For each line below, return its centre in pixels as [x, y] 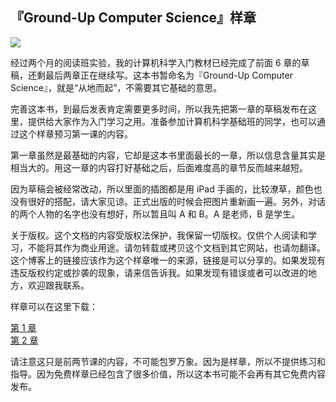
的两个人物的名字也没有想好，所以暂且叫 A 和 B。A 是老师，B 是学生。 [155, 214]
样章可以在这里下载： [54, 306]
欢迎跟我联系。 [58, 285]
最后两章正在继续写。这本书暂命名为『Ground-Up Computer [168, 75]
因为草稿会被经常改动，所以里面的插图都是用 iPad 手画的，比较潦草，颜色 [162, 189]
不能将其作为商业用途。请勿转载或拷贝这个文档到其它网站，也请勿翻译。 [176, 247]
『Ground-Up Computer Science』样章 [133, 18]
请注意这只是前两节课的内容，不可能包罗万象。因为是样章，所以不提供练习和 [168, 361]
